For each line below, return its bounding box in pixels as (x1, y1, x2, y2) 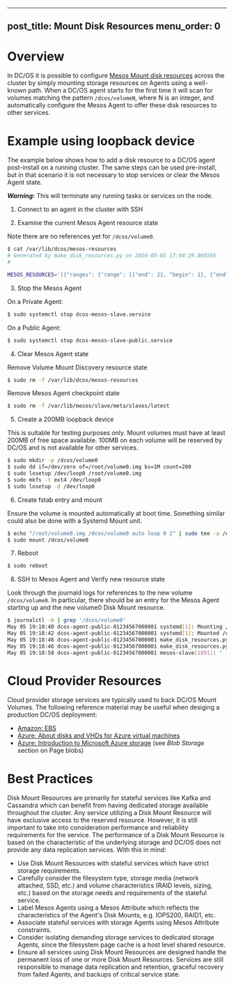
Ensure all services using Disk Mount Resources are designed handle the (17, 948, 227, 956)
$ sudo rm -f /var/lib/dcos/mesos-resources (7, 376, 139, 383)
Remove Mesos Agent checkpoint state (7, 389, 120, 397)
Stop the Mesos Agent (17, 284, 82, 292)
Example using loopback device (7, 133, 195, 148)
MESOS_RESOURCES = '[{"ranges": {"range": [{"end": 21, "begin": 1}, (7, 271, 208, 278)
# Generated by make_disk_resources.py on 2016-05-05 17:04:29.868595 (7, 252, 217, 259)
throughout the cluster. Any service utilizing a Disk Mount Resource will (7, 809, 212, 817)
